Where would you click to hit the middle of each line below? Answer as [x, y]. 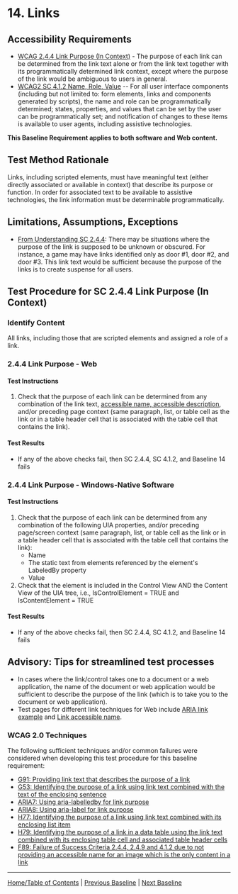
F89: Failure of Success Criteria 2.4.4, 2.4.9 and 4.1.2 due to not [110, 847]
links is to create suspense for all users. [75, 269]
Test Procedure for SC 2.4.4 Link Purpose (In [108, 292]
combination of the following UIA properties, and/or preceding [108, 525]
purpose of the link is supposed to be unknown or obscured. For [111, 247]
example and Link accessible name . [70, 717]
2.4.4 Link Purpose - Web [52, 364]
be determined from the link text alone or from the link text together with [123, 64]
